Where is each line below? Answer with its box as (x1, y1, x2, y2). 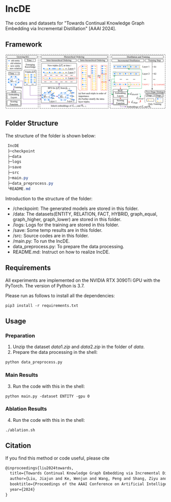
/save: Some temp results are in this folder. (12, 227, 103, 233)
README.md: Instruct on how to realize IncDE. (12, 249, 110, 255)
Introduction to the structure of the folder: (5, 195, 93, 202)
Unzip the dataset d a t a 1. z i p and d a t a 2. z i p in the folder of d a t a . (12, 344, 145, 350)
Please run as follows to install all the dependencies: (5, 292, 116, 299)
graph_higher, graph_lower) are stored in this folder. (12, 216, 122, 222)
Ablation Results (5, 405, 47, 413)
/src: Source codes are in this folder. (12, 232, 89, 238)
